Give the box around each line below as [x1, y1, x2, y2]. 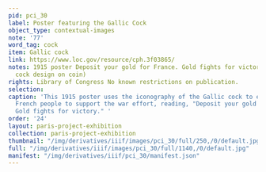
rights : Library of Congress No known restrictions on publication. [8, 78, 239, 86]
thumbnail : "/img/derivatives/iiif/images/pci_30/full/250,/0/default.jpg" [8, 136, 264, 145]
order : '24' [8, 115, 47, 123]
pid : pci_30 [8, 11, 47, 20]
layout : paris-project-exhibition [8, 122, 123, 130]
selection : [8, 85, 44, 94]
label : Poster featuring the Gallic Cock [8, 19, 147, 27]
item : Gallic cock [8, 48, 69, 56]
